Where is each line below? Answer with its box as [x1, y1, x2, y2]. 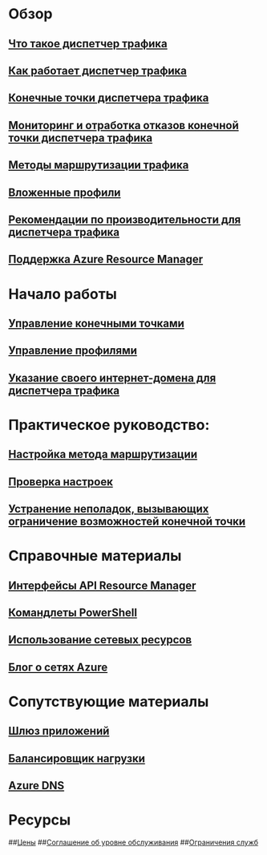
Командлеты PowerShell [8, 606, 138, 619]
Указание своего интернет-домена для [8, 371, 216, 385]
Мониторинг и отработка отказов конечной [8, 118, 239, 132]
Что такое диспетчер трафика [8, 37, 168, 51]
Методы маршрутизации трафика [8, 158, 189, 172]
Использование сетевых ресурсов [8, 633, 192, 646]
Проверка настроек [8, 475, 114, 488]
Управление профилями [8, 344, 138, 358]
